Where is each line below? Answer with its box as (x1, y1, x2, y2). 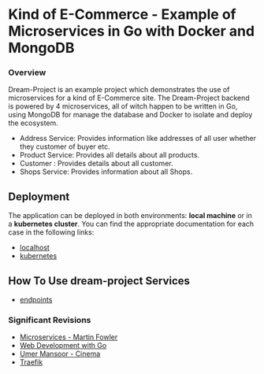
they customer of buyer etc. (19, 142, 110, 151)
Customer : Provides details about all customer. (19, 159, 173, 168)
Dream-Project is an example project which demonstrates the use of (8, 85, 230, 94)
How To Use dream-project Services (8, 274, 191, 287)
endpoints (19, 295, 53, 305)
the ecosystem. (8, 118, 59, 128)
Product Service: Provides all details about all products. (19, 150, 199, 160)
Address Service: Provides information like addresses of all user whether (19, 134, 257, 143)
